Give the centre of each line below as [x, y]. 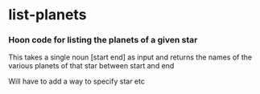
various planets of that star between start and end [91, 66]
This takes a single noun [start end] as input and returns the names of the [130, 57]
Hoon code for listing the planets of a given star [103, 40]
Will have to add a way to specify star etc [76, 81]
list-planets [47, 15]
